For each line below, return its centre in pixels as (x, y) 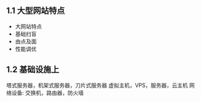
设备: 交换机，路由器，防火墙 (47, 92)
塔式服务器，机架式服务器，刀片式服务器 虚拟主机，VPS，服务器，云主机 (97, 85)
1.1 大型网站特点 (36, 11)
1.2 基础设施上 (33, 70)
